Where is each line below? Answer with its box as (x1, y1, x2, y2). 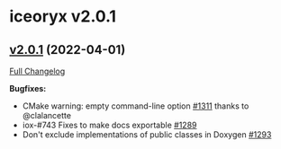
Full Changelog (9, 66, 66, 76)
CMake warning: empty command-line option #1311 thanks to (22, 101, 249, 111)
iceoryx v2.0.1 (9, 6, 117, 27)
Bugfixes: (9, 83, 47, 93)
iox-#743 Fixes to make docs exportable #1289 (22, 119, 197, 130)
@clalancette (22, 110, 72, 120)
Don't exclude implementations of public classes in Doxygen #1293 (22, 129, 272, 140)
